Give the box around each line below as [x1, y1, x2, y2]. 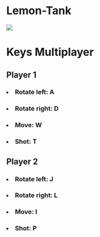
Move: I [15, 208, 38, 216]
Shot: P [15, 224, 37, 233]
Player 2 [6, 156, 38, 166]
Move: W [15, 121, 42, 130]
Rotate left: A [15, 88, 55, 96]
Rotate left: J [15, 174, 54, 183]
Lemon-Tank [6, 4, 72, 18]
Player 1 [6, 69, 37, 80]
